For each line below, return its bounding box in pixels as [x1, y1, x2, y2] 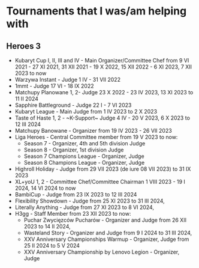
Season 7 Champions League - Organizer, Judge [23, 153, 145, 160]
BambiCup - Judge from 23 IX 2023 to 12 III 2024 [14, 191, 137, 198]
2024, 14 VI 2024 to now [14, 184, 76, 192]
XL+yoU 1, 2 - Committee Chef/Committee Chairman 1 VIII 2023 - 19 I [14, 178, 186, 185]
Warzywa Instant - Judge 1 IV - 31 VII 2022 [14, 76, 121, 83]
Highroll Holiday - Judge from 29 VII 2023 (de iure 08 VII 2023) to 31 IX [14, 165, 191, 172]
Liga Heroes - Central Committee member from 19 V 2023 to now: [14, 133, 178, 141]
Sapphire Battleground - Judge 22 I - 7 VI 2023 [14, 102, 132, 109]
